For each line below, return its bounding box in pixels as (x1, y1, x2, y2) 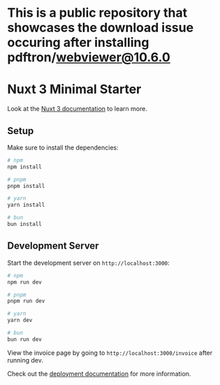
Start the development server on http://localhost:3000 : (7, 259, 170, 267)
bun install (7, 221, 42, 228)
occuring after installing (7, 35, 149, 50)
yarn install (7, 201, 45, 209)
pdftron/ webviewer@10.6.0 (7, 50, 171, 66)
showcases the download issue (7, 20, 194, 36)
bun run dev (7, 335, 42, 343)
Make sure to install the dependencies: (7, 143, 119, 152)
